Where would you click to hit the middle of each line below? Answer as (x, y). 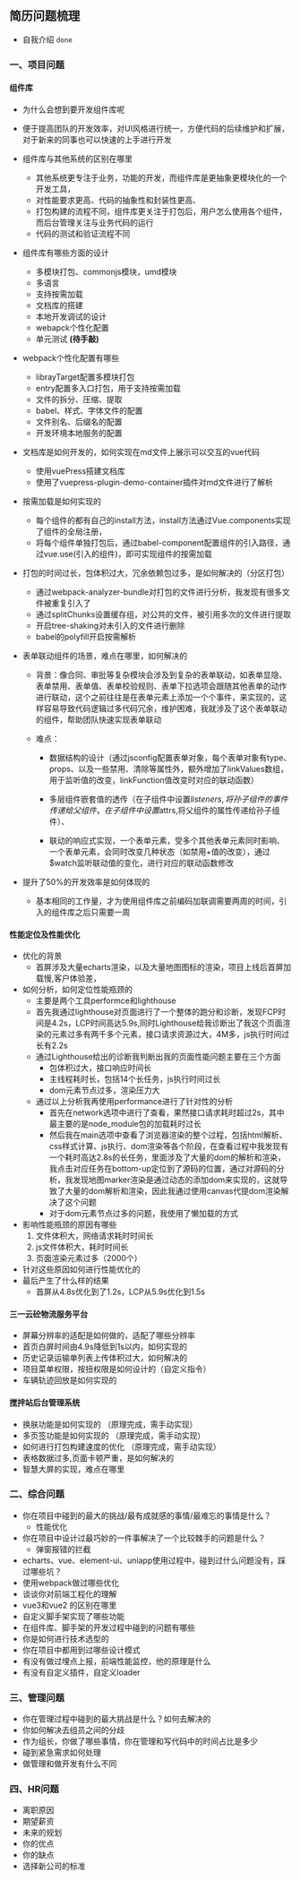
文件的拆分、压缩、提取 (79, 399)
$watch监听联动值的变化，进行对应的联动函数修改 (141, 863)
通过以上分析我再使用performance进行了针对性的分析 (134, 1102)
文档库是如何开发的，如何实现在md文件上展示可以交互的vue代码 (141, 451)
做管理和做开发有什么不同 (69, 1764)
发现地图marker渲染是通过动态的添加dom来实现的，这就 (176, 1180)
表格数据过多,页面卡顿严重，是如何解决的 (98, 1457)
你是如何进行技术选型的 (65, 1638)
